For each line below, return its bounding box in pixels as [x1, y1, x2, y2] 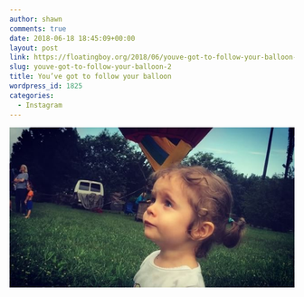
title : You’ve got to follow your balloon [9, 72, 172, 81]
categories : [9, 91, 54, 100]
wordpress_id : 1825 [9, 81, 83, 91]
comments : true [9, 24, 67, 34]
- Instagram [17, 101, 63, 110]
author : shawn [9, 14, 63, 24]
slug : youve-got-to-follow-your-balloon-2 [9, 62, 172, 72]
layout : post [9, 43, 59, 53]
